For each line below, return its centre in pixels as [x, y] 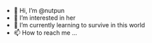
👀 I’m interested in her [45, 18]
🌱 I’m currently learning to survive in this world [79, 25]
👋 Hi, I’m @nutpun [39, 11]
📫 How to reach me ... [45, 33]
